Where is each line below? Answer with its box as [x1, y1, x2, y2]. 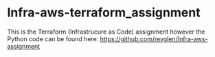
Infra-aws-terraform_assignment [7, 5, 201, 21]
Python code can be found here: [7, 34, 99, 43]
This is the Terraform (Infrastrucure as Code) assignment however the [7, 27, 205, 36]
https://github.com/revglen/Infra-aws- [100, 34, 208, 43]
